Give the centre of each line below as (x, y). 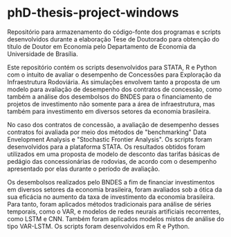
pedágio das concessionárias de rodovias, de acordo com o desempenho (112, 161)
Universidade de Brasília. (43, 54)
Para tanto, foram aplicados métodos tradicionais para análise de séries (109, 204)
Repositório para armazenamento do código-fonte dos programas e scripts (114, 32)
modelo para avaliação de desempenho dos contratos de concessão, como (115, 89)
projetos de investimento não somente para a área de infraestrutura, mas (111, 104)
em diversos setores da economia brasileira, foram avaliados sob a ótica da (115, 189)
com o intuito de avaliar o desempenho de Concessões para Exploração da (114, 75)
